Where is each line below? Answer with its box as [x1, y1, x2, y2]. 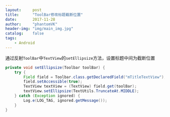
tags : [5, 36, 17, 41]
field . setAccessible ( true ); [23, 79, 82, 84]
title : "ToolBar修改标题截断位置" [5, 12, 83, 17]
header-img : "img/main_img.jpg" [5, 26, 73, 31]
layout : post [5, 7, 42, 13]
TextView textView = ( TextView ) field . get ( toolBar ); [23, 84, 137, 89]
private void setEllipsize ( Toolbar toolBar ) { [5, 65, 105, 70]
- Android [14, 41, 35, 46]
